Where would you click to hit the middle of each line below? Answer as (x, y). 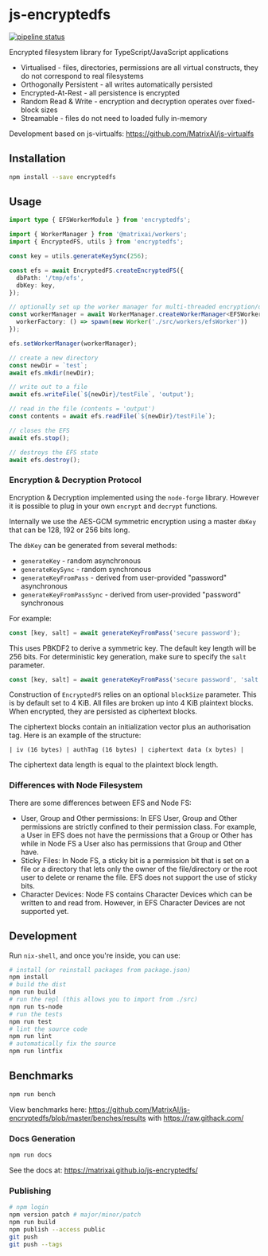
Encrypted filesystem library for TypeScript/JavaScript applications (119, 52)
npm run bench (33, 1094)
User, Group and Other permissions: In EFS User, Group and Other (129, 818)
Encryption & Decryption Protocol (75, 480)
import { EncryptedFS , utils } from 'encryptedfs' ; (96, 242)
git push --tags (36, 1244)
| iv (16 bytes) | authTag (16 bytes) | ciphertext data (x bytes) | (127, 750)
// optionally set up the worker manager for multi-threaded (113, 307)
